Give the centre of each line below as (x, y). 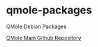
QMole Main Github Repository (44, 38)
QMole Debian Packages (37, 26)
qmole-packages (49, 10)
